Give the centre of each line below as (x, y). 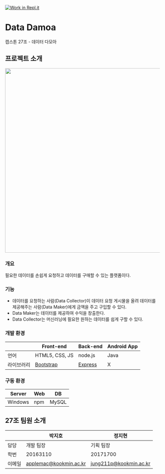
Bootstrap (46, 364)
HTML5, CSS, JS (54, 355)
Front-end (54, 346)
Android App (123, 346)
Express (88, 364)
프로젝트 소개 (24, 59)
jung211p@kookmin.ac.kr (121, 463)
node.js (87, 355)
